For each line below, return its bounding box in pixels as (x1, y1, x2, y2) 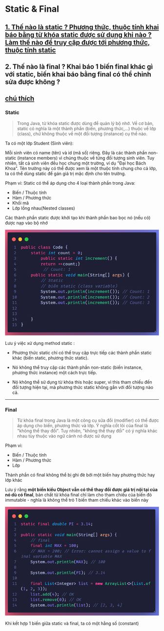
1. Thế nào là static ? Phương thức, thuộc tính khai (5, 23, 159, 31)
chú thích (5, 95, 35, 103)
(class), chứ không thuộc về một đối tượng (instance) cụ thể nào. (17, 131, 148, 137)
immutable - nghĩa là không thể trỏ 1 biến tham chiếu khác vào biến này (5, 497, 149, 503)
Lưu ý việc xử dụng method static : (5, 340, 75, 346)
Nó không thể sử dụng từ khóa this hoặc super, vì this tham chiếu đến (12, 379, 152, 385)
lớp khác (5, 477, 23, 483)
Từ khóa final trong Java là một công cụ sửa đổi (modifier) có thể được (17, 417, 159, 423)
